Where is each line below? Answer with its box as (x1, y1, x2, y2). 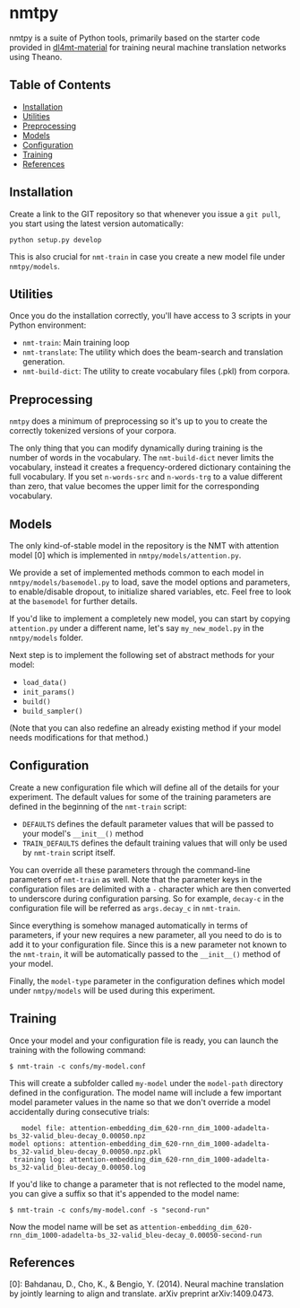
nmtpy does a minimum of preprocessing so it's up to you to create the (9, 416, 268, 426)
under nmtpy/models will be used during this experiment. (9, 985, 216, 996)
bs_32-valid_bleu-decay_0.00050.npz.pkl (9, 1147, 163, 1156)
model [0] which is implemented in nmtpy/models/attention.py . (9, 550, 242, 560)
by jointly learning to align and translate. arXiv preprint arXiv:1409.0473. (9, 1288, 275, 1299)
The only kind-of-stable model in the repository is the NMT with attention (9, 540, 279, 550)
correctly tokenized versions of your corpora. (9, 426, 176, 436)
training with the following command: (9, 1044, 146, 1055)
